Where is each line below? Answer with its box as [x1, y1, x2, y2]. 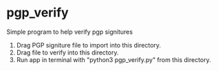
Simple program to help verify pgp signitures [6, 28, 133, 36]
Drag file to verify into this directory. [16, 48, 119, 57]
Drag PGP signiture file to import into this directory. [16, 41, 162, 49]
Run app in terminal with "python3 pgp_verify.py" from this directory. [16, 55, 211, 63]
